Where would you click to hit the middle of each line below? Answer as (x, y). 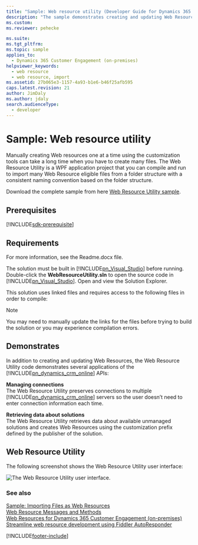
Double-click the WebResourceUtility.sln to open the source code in (90, 275)
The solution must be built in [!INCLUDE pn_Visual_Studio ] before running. (95, 269)
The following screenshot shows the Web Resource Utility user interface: (95, 466)
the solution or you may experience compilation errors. (73, 328)
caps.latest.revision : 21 (38, 88)
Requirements (32, 243)
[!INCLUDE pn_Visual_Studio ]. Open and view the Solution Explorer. (87, 281)
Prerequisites (31, 210)
